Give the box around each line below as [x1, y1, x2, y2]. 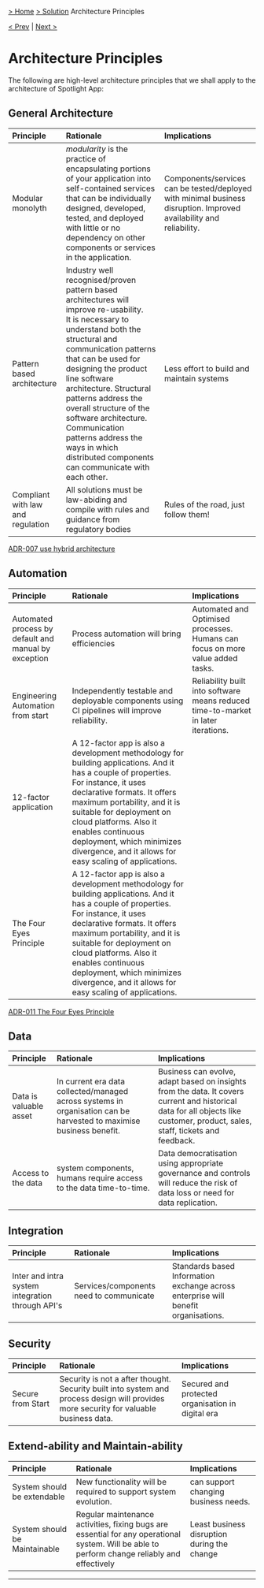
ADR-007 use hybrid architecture [8, 544, 115, 553]
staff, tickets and [158, 1125, 220, 1136]
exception [12, 653, 49, 664]
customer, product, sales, [158, 1115, 252, 1126]
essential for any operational [75, 1528, 181, 1539]
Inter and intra [12, 1270, 64, 1281]
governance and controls [158, 1168, 251, 1179]
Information [171, 1270, 214, 1281]
